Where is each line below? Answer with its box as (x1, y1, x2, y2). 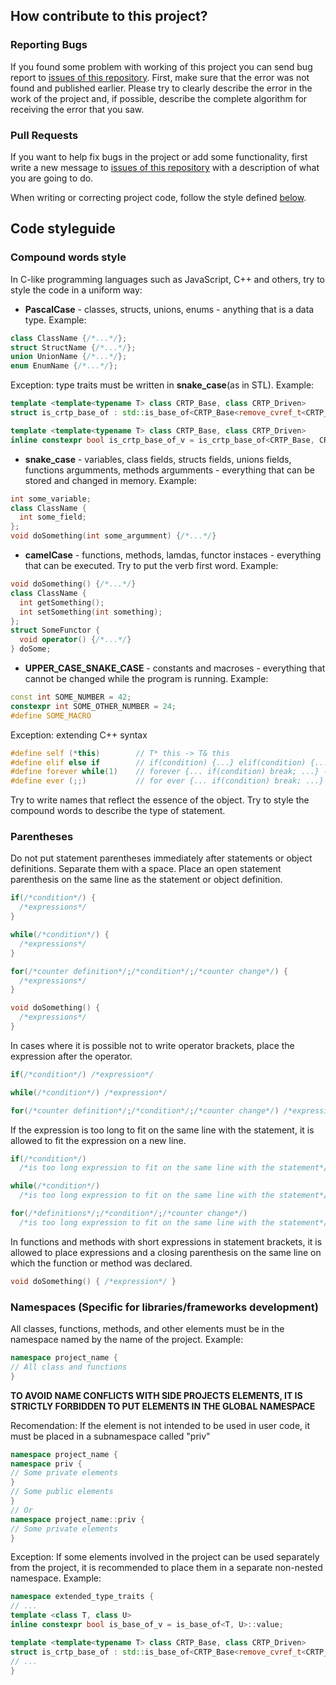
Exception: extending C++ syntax (10, 729, 148, 741)
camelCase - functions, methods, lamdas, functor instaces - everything (24, 549, 322, 561)
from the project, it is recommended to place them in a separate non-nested (10, 1562, 323, 1574)
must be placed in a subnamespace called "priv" (10, 1430, 211, 1442)
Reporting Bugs (10, 38, 88, 52)
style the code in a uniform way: (10, 284, 143, 296)
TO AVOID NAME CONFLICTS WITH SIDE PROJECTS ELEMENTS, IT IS (10, 1389, 303, 1401)
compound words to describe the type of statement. (10, 805, 226, 817)
